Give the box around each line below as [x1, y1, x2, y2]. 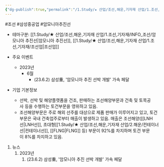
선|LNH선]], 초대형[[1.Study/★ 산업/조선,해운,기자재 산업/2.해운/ [19, 121, 143, 127]
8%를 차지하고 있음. [24, 133, 63, 139]
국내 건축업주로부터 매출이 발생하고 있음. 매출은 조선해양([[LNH [32, 115, 153, 121]
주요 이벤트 [12, 54, 34, 60]
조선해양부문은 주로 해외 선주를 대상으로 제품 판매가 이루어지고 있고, [19, 109, 149, 115]
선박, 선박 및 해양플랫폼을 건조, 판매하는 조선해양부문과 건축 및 [19, 97, 138, 103]
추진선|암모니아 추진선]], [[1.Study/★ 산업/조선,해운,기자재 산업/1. [25, 37, 151, 43]
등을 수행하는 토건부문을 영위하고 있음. [24, 103, 98, 109]
